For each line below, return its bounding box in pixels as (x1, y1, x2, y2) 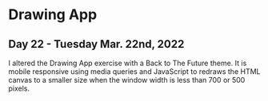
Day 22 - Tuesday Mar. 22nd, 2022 (8, 37, 185, 51)
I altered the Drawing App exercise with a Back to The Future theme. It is (8, 58, 247, 68)
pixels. (8, 84, 30, 93)
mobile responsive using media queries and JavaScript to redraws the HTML (8, 67, 261, 76)
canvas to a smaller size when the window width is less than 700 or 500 (8, 76, 246, 84)
